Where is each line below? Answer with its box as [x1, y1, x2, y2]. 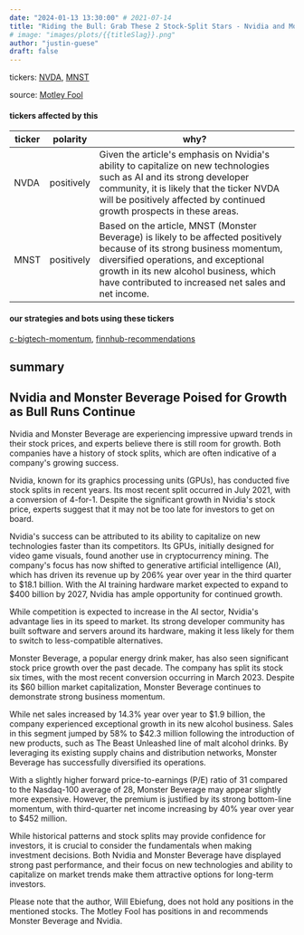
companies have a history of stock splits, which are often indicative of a [9, 448, 277, 458]
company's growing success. [9, 457, 119, 467]
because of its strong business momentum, [99, 242, 283, 255]
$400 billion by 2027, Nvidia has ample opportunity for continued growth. [9, 588, 283, 599]
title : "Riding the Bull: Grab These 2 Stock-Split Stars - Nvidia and [9, 22, 285, 31]
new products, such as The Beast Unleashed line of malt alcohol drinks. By [9, 737, 289, 748]
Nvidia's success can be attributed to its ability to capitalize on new [9, 531, 261, 542]
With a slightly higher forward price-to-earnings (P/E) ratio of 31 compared [9, 774, 288, 785]
